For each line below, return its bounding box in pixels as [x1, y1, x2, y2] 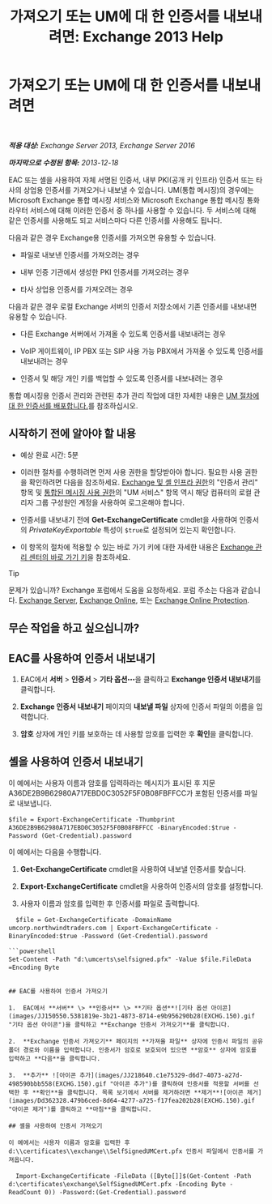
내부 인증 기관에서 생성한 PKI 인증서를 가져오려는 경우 [19, 267, 189, 276]
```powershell [8, 947, 57, 955]
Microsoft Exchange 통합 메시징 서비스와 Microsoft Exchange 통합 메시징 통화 [8, 195, 261, 205]
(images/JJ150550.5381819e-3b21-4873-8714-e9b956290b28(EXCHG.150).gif [8, 1012, 255, 1020]
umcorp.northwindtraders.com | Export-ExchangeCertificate [8, 924, 212, 932]
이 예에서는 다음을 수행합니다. [8, 847, 102, 856]
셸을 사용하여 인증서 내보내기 [8, 755, 144, 769]
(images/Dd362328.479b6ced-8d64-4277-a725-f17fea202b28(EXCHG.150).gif [8, 1096, 255, 1104]
